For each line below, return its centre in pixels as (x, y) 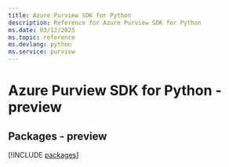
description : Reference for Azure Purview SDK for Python (105, 23)
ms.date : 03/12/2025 (42, 30)
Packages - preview (58, 136)
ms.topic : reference (42, 37)
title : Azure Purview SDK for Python (70, 15)
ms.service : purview (42, 52)
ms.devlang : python (40, 45)
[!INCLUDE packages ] (44, 155)
